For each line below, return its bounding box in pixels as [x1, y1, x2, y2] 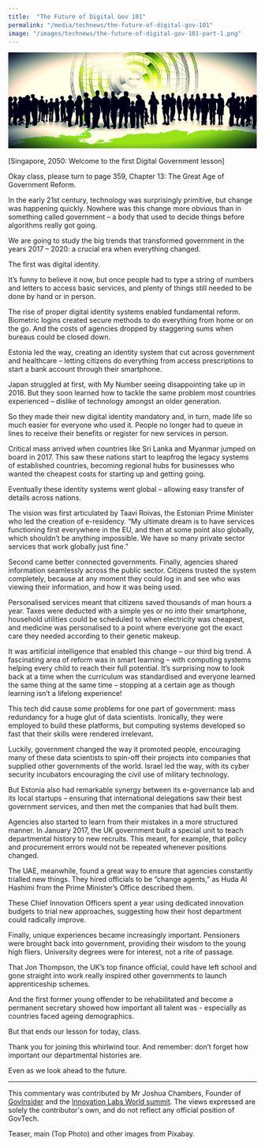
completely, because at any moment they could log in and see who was [8, 574, 241, 584]
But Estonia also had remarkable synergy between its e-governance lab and [8, 785, 255, 795]
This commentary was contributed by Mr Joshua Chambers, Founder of [8, 1088, 242, 1099]
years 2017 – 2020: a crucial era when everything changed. [8, 244, 201, 254]
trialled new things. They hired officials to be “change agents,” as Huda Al [8, 875, 248, 884]
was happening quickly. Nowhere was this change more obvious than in [8, 204, 242, 214]
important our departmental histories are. [8, 1050, 142, 1060]
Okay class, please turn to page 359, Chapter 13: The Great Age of [8, 172, 225, 181]
